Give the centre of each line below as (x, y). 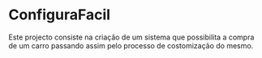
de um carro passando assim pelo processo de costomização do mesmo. (131, 45)
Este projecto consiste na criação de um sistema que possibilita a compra (131, 37)
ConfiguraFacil (60, 15)
